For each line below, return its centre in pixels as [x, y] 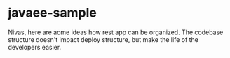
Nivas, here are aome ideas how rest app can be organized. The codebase [116, 32]
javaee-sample [53, 13]
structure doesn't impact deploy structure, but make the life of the [103, 39]
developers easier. [35, 47]
